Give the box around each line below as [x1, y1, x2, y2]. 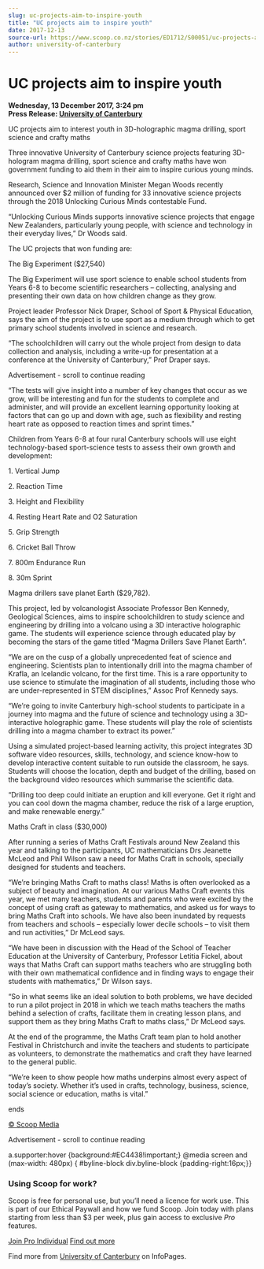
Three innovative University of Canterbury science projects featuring [8, 148, 231, 157]
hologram [8, 157, 39, 166]
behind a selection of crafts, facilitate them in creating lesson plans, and [8, 1008, 241, 1018]
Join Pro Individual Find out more [8, 1237, 115, 1246]
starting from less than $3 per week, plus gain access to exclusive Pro [8, 1213, 236, 1223]
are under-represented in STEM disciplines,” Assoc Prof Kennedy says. [8, 686, 238, 695]
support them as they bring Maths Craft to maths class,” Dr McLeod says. [8, 1017, 246, 1027]
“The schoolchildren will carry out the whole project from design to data [8, 339, 241, 348]
